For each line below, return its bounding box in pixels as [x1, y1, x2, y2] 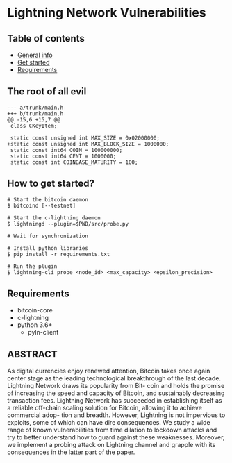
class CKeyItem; [10, 122, 58, 129]
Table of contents [7, 33, 85, 44]
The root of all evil [7, 85, 87, 98]
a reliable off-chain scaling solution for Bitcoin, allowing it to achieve [7, 404, 203, 412]
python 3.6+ [17, 321, 53, 329]
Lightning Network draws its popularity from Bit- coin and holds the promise [7, 382, 225, 390]
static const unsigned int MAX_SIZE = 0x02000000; [10, 134, 160, 142]
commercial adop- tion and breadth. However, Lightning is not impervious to [7, 411, 226, 419]
